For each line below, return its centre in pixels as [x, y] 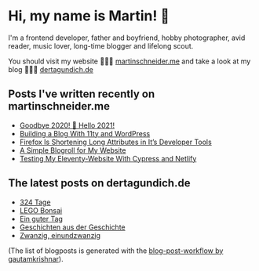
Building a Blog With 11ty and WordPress [85, 133]
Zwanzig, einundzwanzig [60, 235]
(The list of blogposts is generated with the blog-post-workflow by [116, 251]
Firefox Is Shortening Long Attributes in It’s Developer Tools [115, 142]
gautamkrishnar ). [36, 258]
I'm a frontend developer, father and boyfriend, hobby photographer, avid [127, 38]
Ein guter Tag [41, 219]
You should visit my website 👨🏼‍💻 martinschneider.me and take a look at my [129, 61]
